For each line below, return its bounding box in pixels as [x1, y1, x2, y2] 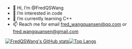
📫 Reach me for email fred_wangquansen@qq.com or [12, 21, 127, 27]
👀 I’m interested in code [12, 10, 63, 16]
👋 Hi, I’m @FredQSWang [12, 5, 64, 11]
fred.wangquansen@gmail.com [12, 28, 79, 34]
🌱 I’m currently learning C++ [12, 16, 72, 21]
